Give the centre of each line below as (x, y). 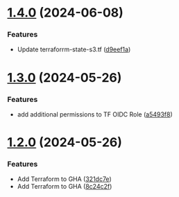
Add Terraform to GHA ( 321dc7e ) (65, 179)
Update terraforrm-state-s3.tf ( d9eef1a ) (74, 49)
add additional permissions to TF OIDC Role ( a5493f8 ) (95, 114)
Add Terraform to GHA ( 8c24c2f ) (65, 187)
